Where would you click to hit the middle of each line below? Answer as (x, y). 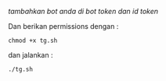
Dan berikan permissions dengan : (63, 26)
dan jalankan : (31, 55)
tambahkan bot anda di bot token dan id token (83, 11)
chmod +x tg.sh (33, 40)
